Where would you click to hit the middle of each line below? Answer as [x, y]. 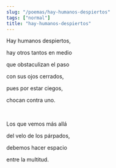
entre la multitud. [27, 159]
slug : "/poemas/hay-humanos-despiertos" [59, 12]
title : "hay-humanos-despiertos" [49, 23]
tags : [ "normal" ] [28, 18]
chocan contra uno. [31, 100]
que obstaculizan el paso [38, 64]
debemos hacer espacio [37, 148]
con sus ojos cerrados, [35, 77]
